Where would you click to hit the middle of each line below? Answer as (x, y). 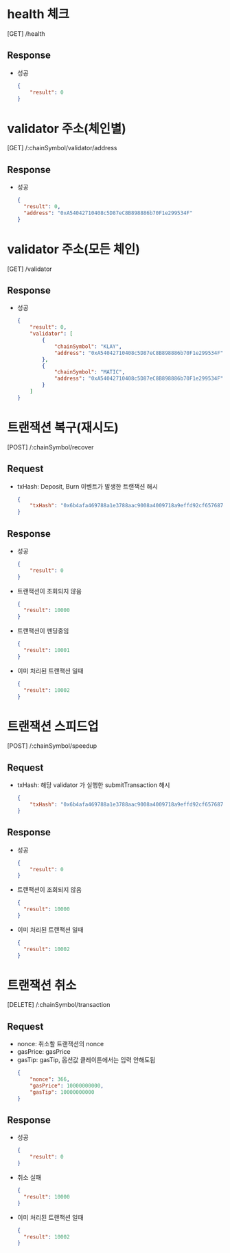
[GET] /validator (30, 269)
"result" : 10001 (47, 651)
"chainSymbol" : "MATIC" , (90, 372)
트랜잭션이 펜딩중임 (43, 631)
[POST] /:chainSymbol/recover (50, 447)
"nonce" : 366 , (50, 1079)
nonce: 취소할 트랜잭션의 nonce (60, 1044)
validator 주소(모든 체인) (74, 249)
